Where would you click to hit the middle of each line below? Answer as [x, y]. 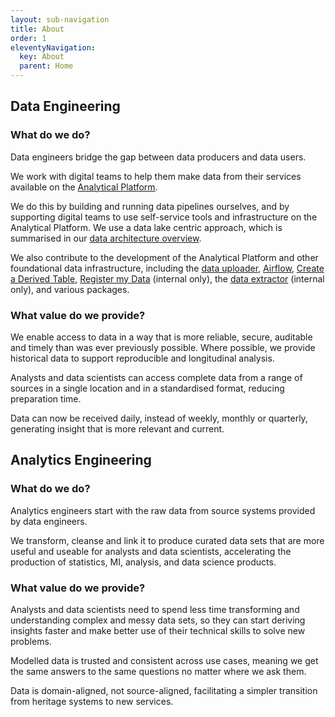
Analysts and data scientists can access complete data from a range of [156, 377]
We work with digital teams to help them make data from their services [156, 176]
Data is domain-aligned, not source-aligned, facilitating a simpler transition [164, 690]
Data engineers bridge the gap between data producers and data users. [158, 157]
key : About [42, 57]
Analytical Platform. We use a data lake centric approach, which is [146, 227]
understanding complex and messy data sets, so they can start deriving [158, 620]
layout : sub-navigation [60, 19]
